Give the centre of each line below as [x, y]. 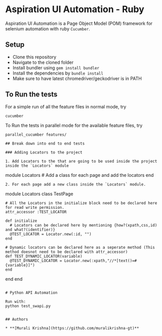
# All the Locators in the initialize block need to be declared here [81, 203]
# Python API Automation [31, 292]
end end [14, 279]
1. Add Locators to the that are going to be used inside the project [81, 161]
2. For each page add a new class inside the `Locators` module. [75, 184]
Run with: [16, 302]
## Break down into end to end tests [45, 143]
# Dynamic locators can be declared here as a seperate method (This [80, 247]
